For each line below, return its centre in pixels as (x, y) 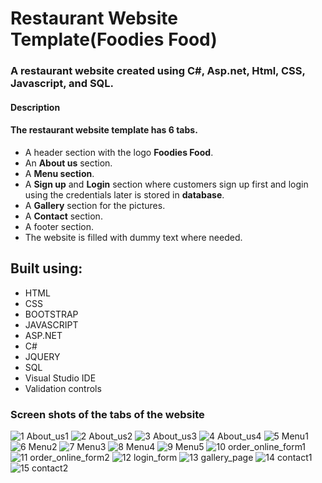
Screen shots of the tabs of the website (107, 414)
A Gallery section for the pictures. (95, 205)
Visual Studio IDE (60, 378)
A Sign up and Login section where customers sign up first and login (166, 184)
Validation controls (63, 388)
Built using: (46, 268)
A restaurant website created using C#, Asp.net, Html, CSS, (158, 71)
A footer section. (59, 226)
